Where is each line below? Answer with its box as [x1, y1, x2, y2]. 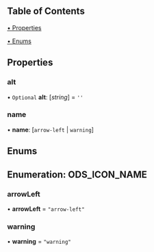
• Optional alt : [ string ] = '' [7, 92, 84, 101]
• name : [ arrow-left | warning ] [7, 125, 94, 134]
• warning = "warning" [7, 238, 72, 246]
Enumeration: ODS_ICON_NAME [7, 168, 147, 180]
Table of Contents [7, 5, 86, 17]
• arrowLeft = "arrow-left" [7, 205, 85, 213]
